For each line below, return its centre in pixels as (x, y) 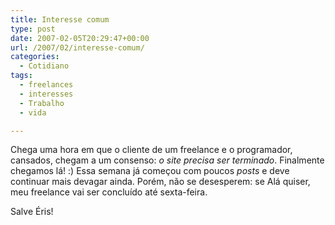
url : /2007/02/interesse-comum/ (77, 47)
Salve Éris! (32, 212)
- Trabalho (42, 103)
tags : (21, 76)
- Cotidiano (44, 66)
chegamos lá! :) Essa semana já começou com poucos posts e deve (150, 171)
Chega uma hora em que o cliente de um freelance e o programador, (151, 150)
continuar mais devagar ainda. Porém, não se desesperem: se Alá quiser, (160, 182)
